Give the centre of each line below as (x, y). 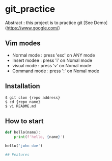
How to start (24, 121)
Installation (23, 86)
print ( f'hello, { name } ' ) (39, 137)
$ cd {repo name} (23, 102)
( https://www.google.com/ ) (33, 27)
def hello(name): (23, 133)
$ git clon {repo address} (33, 97)
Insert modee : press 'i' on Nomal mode (52, 60)
